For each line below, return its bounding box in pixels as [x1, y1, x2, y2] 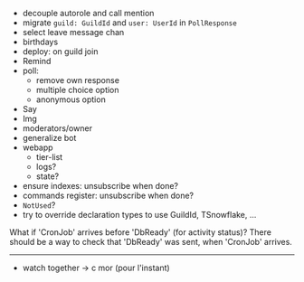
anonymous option [35, 94, 106, 105]
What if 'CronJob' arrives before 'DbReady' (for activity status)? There [9, 227, 271, 238]
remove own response [35, 75, 120, 85]
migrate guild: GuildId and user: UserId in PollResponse [22, 17, 237, 28]
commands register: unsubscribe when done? [22, 190, 195, 201]
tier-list [35, 152, 63, 162]
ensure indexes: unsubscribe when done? [22, 181, 179, 191]
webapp [22, 142, 53, 153]
